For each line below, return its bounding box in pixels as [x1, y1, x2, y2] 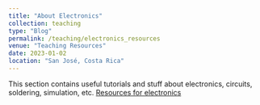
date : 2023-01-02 [8, 49, 67, 57]
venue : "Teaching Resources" [8, 42, 107, 50]
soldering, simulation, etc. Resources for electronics [8, 87, 182, 97]
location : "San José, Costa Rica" [8, 57, 125, 65]
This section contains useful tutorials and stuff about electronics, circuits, [8, 78, 253, 89]
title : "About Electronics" [8, 11, 103, 20]
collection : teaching [8, 19, 82, 27]
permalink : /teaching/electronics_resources [8, 34, 161, 43]
